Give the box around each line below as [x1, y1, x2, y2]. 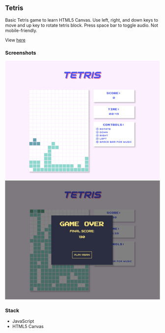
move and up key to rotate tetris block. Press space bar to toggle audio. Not [5, 22, 159, 28]
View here [5, 37, 26, 43]
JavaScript [12, 318, 34, 324]
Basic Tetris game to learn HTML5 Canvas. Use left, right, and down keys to [5, 17, 159, 23]
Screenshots [5, 49, 36, 56]
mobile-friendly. [5, 27, 38, 33]
